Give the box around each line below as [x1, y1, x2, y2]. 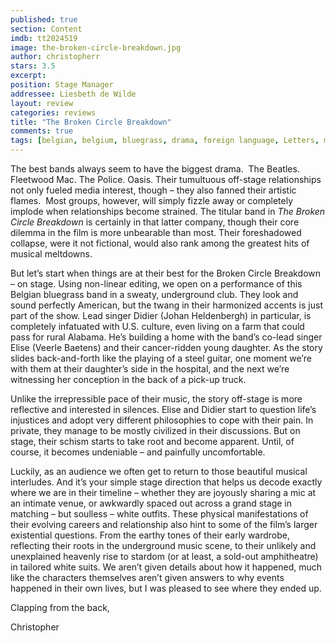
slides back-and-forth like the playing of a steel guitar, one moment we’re [10, 352, 312, 364]
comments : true [10, 126, 74, 136]
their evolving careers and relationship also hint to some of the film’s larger [10, 519, 318, 530]
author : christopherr [10, 52, 101, 62]
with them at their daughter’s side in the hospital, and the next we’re [10, 363, 290, 375]
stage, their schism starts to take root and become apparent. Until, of [10, 436, 295, 447]
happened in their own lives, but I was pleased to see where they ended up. [10, 582, 322, 594]
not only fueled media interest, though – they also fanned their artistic [10, 184, 297, 196]
